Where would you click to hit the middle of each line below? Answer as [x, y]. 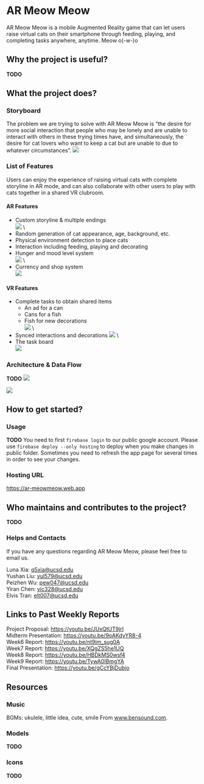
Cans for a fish [43, 315]
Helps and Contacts [36, 538]
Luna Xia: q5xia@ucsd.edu [40, 569]
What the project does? [52, 93]
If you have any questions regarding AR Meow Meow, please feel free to [97, 551]
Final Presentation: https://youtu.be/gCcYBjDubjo [68, 668]
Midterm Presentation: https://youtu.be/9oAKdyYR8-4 [74, 635]
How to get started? [45, 409]
